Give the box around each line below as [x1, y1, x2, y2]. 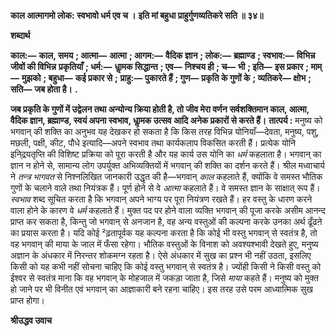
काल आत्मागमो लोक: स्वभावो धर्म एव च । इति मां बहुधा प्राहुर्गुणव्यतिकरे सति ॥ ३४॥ [10, 10, 264, 21]
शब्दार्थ [10, 30, 31, 41]
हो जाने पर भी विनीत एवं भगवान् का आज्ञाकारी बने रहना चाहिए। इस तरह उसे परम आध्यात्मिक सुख [10, 283, 313, 295]
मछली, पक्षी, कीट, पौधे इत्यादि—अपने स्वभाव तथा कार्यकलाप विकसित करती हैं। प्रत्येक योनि [10, 137, 297, 149]
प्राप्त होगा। [10, 295, 46, 306]
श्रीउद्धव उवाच [10, 315, 53, 326]
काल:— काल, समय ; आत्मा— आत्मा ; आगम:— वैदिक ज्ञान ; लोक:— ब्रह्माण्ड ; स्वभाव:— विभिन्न [10, 50, 316, 61]
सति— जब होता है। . [10, 83, 78, 95]
